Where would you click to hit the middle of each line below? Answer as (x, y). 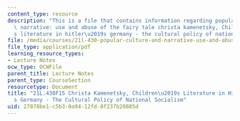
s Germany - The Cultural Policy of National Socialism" (100, 100)
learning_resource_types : (46, 54)
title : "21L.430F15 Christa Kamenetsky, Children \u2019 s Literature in (116, 93)
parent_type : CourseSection (49, 80)
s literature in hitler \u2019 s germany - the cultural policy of (113, 34)
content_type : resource (43, 14)
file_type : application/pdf (49, 47)
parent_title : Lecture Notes (51, 73)
